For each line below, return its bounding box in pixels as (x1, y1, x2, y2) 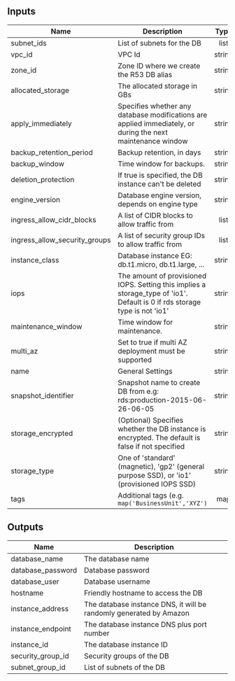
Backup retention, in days (117, 147, 201, 157)
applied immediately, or (117, 118, 194, 128)
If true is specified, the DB (117, 170, 203, 180)
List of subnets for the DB (117, 38, 201, 48)
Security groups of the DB (83, 651, 169, 661)
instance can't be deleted (117, 178, 201, 188)
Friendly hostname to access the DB (83, 588, 203, 598)
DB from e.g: (117, 386, 159, 396)
